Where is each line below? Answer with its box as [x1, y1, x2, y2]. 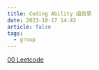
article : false [7, 23, 52, 30]
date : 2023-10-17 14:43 [7, 17, 77, 24]
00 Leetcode [7, 55, 44, 64]
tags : [7, 29, 23, 37]
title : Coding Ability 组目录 [7, 10, 92, 17]
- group [13, 36, 36, 43]
